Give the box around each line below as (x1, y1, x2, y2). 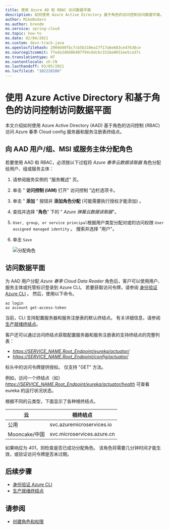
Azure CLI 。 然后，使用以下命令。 (5, 291, 77, 297)
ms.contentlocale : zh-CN (5, 59, 58, 64)
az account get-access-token (5, 305, 67, 310)
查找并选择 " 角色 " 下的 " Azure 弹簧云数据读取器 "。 (12, 209, 120, 215)
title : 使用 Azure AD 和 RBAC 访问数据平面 (5, 7, 91, 13)
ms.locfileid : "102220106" (5, 69, 62, 74)
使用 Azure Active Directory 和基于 (5, 92, 152, 104)
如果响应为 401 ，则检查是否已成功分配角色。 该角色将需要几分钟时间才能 (5, 444, 157, 451)
